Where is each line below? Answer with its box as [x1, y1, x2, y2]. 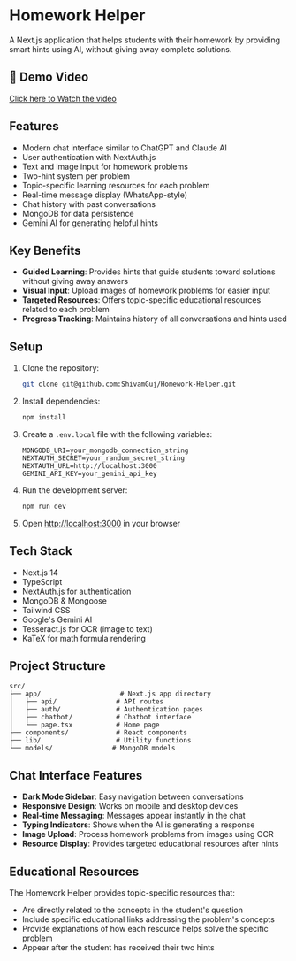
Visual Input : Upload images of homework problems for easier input [21, 285, 271, 296]
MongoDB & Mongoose [21, 595, 108, 606]
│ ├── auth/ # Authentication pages [9, 705, 203, 714]
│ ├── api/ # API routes [9, 697, 164, 706]
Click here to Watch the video [9, 93, 117, 104]
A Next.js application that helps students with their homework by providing [9, 35, 281, 45]
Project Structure [9, 658, 106, 673]
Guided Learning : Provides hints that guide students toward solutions [21, 266, 276, 277]
